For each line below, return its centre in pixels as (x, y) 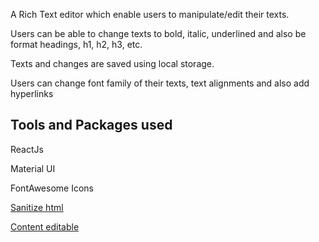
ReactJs (27, 149)
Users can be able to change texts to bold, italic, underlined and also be (158, 33)
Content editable (45, 226)
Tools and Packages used (91, 125)
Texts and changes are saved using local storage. (112, 63)
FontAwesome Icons (52, 188)
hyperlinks (32, 93)
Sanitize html (37, 207)
